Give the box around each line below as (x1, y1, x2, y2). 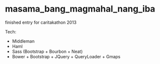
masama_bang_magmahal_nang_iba (5, 3, 156, 15)
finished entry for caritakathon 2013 (5, 19, 77, 25)
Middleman (12, 38, 35, 44)
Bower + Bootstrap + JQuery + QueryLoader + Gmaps (12, 53, 121, 59)
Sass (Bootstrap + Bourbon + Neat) (12, 48, 83, 54)
